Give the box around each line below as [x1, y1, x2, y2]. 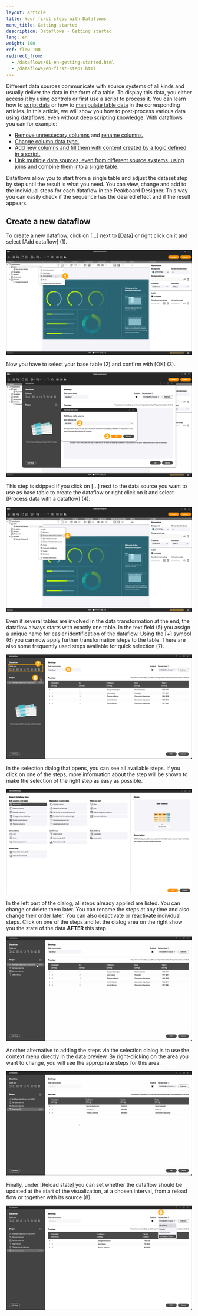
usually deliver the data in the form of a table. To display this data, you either [6, 88, 192, 96]
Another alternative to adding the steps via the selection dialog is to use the [6, 1046, 190, 1054]
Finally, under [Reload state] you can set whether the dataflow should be [6, 1181, 183, 1188]
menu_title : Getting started [6, 22, 78, 28]
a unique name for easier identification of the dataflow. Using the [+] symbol [6, 630, 192, 637]
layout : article [6, 9, 46, 15]
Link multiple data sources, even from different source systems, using [14, 156, 184, 163]
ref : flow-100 [6, 47, 41, 53]
